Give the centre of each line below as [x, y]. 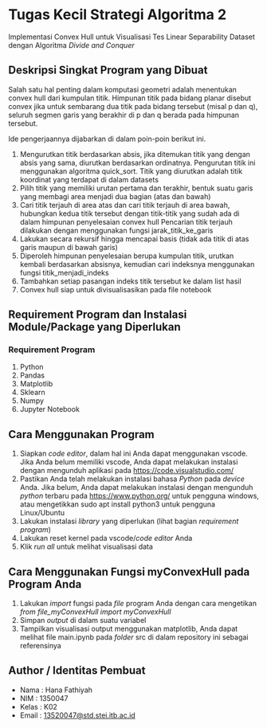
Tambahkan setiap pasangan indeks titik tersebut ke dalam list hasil [130, 281]
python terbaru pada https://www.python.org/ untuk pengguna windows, [139, 496]
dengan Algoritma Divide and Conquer [71, 45]
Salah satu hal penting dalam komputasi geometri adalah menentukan [123, 89]
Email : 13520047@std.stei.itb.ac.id [77, 715]
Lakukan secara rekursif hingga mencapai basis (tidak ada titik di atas [134, 239]
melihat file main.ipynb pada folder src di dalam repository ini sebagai [134, 637]
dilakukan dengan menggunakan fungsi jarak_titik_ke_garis [116, 230]
